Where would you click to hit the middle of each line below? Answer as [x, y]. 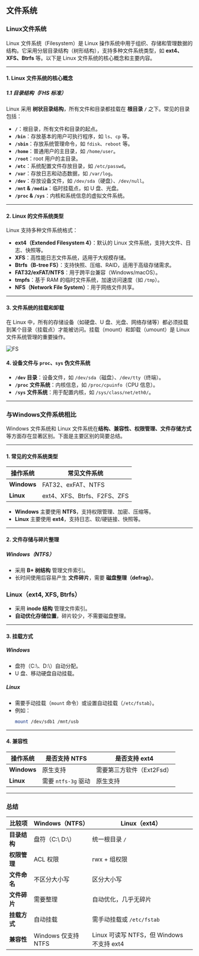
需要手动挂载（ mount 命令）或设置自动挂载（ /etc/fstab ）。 [86, 703]
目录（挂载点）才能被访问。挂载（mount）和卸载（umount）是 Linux [106, 329]
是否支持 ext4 [134, 758]
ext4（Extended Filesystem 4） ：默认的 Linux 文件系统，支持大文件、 [100, 243]
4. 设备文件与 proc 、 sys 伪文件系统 [48, 363]
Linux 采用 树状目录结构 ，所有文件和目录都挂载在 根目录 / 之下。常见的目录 [98, 109]
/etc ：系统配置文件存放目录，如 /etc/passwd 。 [72, 166]
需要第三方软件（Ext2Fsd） [134, 770]
